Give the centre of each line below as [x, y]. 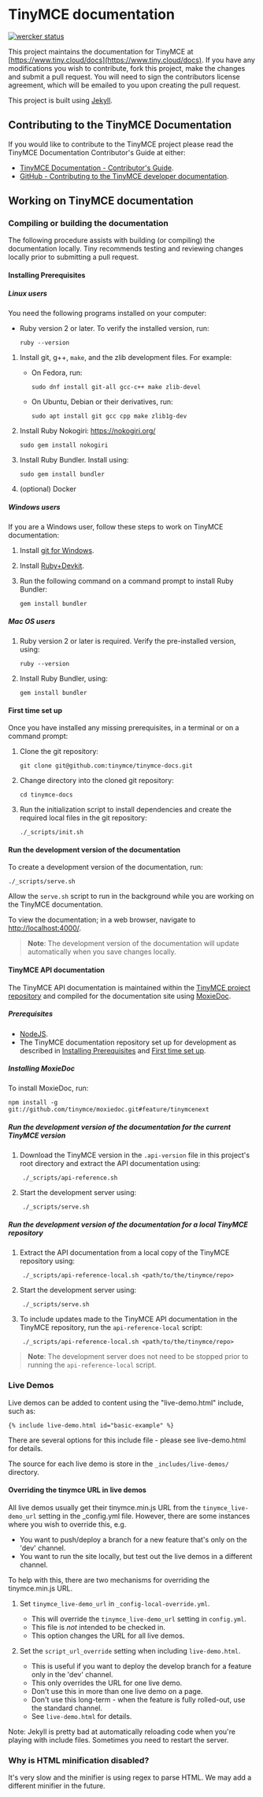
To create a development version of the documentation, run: [106, 867]
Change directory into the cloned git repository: [97, 781]
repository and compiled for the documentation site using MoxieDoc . [120, 996]
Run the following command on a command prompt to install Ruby [126, 581]
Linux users [28, 293]
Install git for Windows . [57, 550]
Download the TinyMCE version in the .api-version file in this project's [135, 1155]
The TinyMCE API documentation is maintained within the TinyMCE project [129, 987]
